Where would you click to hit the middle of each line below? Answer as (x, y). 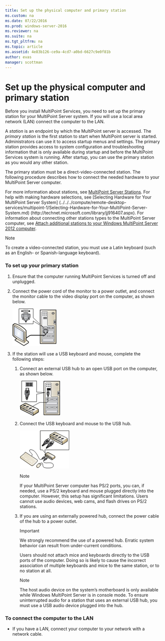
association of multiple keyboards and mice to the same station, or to (89, 565)
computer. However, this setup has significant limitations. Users (84, 496)
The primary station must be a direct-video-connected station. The (73, 172)
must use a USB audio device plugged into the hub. (71, 605)
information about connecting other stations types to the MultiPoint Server (80, 218)
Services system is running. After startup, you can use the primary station (80, 157)
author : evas (18, 57)
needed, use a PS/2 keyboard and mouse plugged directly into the (86, 491)
